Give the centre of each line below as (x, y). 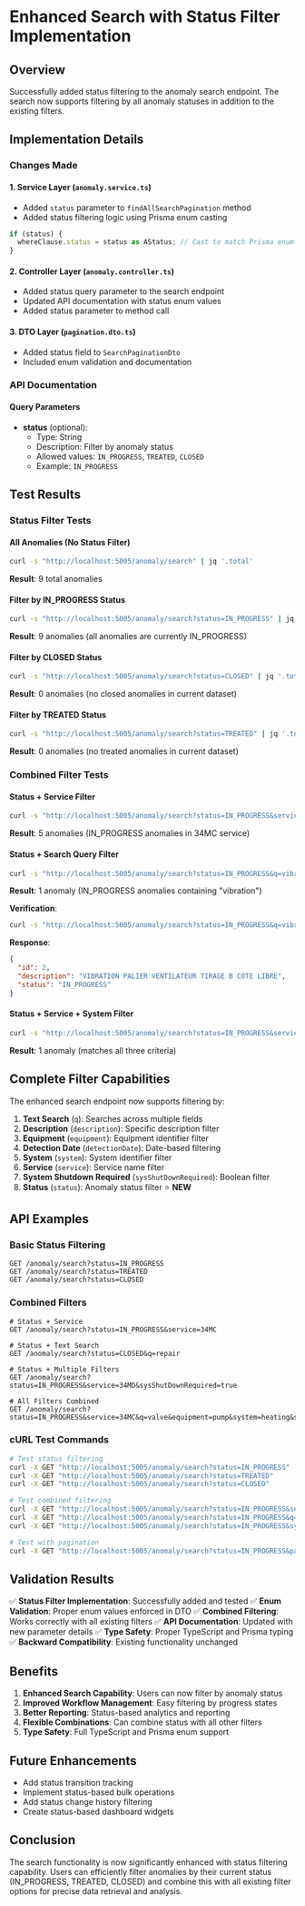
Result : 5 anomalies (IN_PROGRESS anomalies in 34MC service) (130, 833)
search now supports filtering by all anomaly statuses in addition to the (142, 101)
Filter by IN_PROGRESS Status (67, 599)
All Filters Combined (59, 1401)
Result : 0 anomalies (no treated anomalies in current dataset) (124, 751)
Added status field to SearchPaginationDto (101, 352)
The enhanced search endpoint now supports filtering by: (117, 1101)
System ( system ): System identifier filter (97, 1157)
